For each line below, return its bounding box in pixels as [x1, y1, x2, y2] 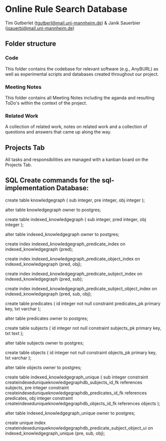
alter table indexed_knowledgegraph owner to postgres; [5, 231, 119, 237]
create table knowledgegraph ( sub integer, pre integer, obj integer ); [5, 197, 145, 203]
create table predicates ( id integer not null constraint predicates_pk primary [5, 300, 161, 306]
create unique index [5, 420, 46, 426]
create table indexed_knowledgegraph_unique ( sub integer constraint [5, 374, 149, 380]
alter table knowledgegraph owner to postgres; [5, 207, 101, 213]
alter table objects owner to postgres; [5, 364, 82, 370]
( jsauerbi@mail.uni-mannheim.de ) [5, 25, 75, 31]
